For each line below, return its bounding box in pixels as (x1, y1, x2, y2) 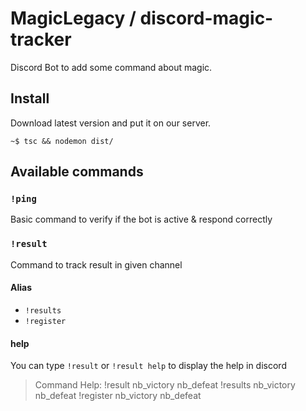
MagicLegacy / (10, 7, 137, 30)
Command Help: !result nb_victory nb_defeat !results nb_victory (34, 379, 296, 391)
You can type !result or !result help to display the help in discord (10, 360, 287, 372)
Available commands (10, 163, 144, 181)
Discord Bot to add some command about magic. (10, 61, 213, 73)
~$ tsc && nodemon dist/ (10, 136, 114, 146)
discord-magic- (139, 7, 274, 30)
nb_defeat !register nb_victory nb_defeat (34, 390, 202, 402)
